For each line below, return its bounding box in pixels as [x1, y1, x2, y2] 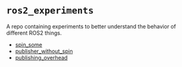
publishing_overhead [15, 54, 68, 61]
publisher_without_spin [15, 48, 73, 55]
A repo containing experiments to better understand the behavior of [6, 23, 177, 30]
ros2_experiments [6, 5, 94, 16]
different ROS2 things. [6, 29, 62, 37]
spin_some [15, 41, 43, 48]
